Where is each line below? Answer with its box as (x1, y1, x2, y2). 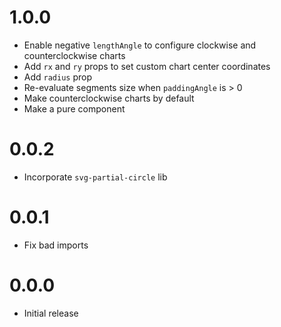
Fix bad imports (23, 239, 89, 251)
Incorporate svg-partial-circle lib (23, 171, 168, 183)
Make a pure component (23, 102, 126, 115)
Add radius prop (23, 71, 93, 83)
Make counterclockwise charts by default (23, 92, 195, 104)
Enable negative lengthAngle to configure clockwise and (23, 39, 257, 51)
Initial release (23, 307, 79, 319)
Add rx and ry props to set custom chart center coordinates (23, 60, 271, 72)
